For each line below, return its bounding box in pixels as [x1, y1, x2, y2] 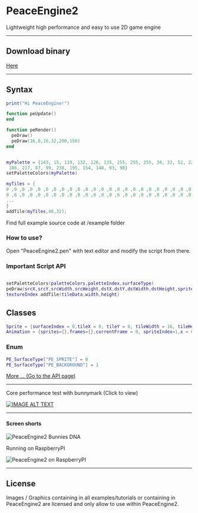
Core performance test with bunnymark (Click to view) [6, 390, 138, 397]
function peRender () [6, 127, 57, 133]
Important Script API [6, 262, 66, 270]
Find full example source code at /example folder [6, 219, 126, 226]
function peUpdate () [6, 111, 57, 117]
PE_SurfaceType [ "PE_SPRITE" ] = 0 [6, 356, 88, 362]
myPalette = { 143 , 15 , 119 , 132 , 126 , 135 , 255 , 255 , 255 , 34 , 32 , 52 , [6, 159, 186, 165]
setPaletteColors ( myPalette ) [6, 170, 78, 177]
